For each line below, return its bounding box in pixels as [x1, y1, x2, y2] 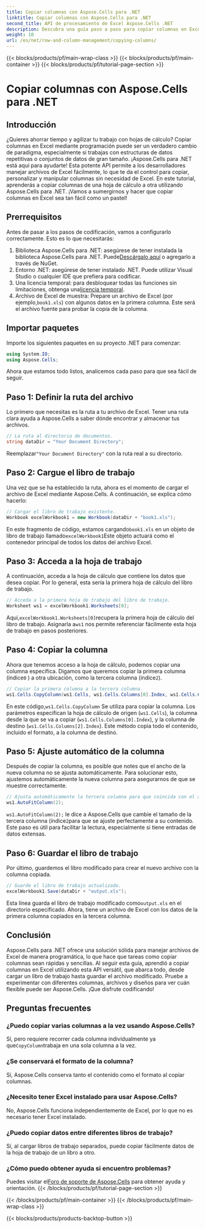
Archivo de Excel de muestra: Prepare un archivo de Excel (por [15, 292, 173, 299]
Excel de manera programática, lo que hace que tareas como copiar [6, 953, 177, 960]
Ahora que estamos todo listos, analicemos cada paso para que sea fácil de [6, 368, 197, 375]
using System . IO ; [6, 351, 51, 357]
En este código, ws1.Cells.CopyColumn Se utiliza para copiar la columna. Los [6, 702, 196, 710]
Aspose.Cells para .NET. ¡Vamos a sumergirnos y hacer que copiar [6, 188, 174, 195]
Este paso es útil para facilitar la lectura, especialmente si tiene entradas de [6, 824, 196, 831]
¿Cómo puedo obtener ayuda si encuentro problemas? [6, 1164, 171, 1173]
